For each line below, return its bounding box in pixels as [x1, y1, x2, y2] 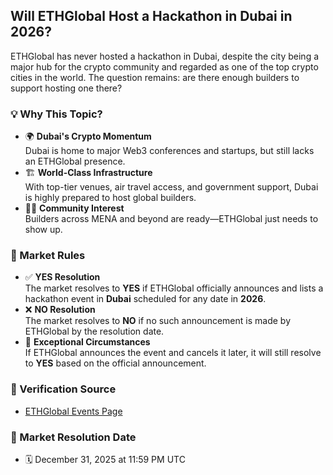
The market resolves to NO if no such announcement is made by [24, 315, 291, 327]
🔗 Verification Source [10, 382, 117, 396]
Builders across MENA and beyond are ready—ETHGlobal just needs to [24, 213, 319, 225]
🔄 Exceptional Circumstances [24, 336, 151, 348]
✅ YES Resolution [24, 271, 101, 283]
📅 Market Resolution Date [10, 430, 137, 444]
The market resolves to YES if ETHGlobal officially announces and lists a [24, 282, 324, 294]
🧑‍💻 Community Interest [24, 202, 125, 214]
